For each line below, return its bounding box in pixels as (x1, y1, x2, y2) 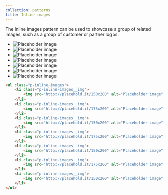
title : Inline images (5, 12, 51, 17)
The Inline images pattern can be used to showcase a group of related (5, 26, 151, 32)
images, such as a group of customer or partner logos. (5, 31, 119, 37)
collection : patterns (5, 7, 51, 13)
